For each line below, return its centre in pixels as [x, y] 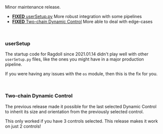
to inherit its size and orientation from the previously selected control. [74, 112]
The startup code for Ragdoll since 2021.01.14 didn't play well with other [77, 54]
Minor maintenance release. [33, 7]
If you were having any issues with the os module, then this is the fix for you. [81, 74]
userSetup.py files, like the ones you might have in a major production [74, 59]
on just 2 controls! [23, 126]
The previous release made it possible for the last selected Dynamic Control [81, 106]
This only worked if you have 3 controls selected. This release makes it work [81, 121]
